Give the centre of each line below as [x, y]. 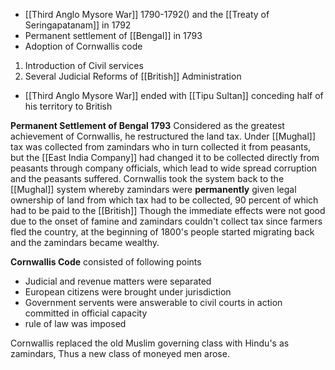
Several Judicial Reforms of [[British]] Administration [133, 76]
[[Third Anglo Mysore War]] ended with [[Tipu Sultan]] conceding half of [174, 95]
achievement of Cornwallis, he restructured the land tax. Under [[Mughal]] [163, 136]
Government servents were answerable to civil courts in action [153, 302]
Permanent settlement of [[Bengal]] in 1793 [113, 35]
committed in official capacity [86, 313]
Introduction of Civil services [84, 65]
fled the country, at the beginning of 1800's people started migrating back [162, 232]
